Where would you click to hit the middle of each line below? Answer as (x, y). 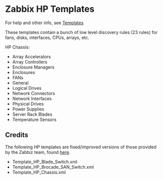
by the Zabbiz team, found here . (38, 152)
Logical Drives (27, 88)
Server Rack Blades (32, 114)
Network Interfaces (32, 98)
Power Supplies (28, 109)
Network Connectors (34, 93)
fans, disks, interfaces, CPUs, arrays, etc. (47, 37)
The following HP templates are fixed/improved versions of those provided (81, 147)
